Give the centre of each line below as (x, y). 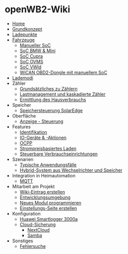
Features (21, 127)
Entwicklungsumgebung (45, 197)
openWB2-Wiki (38, 9)
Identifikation (34, 132)
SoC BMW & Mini (38, 51)
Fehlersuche (33, 246)
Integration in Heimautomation (44, 175)
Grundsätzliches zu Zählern (49, 88)
